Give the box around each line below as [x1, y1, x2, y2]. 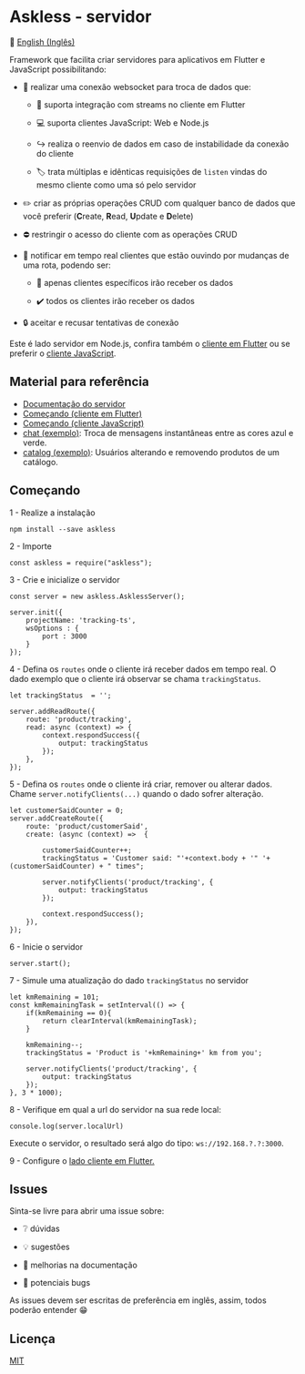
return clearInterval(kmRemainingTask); [42, 1016, 198, 1025]
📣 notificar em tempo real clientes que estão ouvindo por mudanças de [22, 249, 290, 260]
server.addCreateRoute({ [9, 813, 104, 823]
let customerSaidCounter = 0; [9, 806, 125, 815]
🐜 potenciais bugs [22, 1277, 91, 1288]
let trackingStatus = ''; [9, 690, 112, 700]
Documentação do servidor [22, 398, 126, 409]
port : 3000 [42, 631, 88, 641]
